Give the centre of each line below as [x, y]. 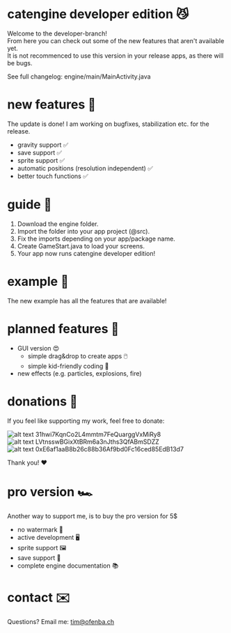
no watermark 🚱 [40, 529]
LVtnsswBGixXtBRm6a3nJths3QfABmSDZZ [97, 442]
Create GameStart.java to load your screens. [81, 246]
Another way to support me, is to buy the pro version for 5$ [92, 516]
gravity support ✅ [43, 145]
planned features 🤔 [63, 329]
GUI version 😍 [38, 348]
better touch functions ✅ [53, 176]
